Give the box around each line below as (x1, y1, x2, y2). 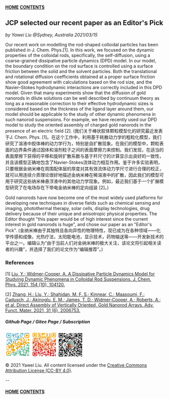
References (5, 259, 34, 267)
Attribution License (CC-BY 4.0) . (5, 367, 72, 373)
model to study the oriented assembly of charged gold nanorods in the (5, 122, 152, 128)
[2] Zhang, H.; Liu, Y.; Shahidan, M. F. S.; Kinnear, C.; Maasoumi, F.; (5, 291, 145, 297)
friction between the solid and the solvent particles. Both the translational (5, 69, 157, 75)
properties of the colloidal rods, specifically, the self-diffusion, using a (5, 52, 150, 58)
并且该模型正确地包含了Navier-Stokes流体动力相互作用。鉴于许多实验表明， (5, 159, 162, 166)
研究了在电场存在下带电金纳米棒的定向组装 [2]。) (9, 184, 109, 191)
